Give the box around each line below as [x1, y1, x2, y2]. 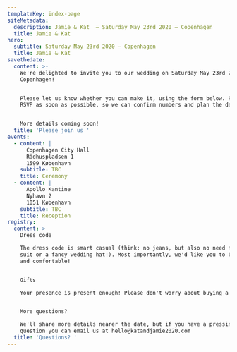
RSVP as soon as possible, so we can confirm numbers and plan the [20, 102, 222, 109]
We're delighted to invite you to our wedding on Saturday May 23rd [20, 69, 226, 76]
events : [7, 133, 30, 140]
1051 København [25, 199, 71, 206]
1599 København [25, 159, 71, 166]
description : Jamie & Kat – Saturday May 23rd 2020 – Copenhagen [13, 23, 213, 30]
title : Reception [20, 212, 71, 219]
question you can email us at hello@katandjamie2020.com [20, 327, 191, 335]
